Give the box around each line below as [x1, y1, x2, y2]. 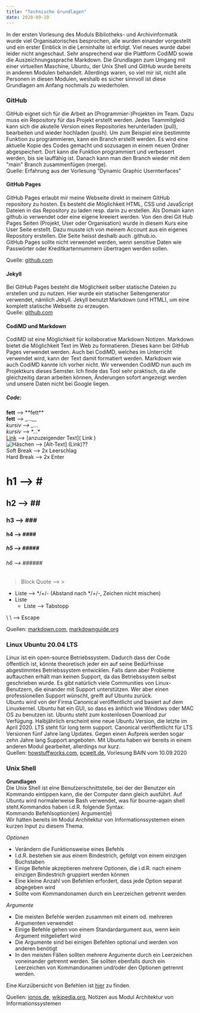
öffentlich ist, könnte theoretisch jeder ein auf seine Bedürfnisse [6, 660, 164, 668]
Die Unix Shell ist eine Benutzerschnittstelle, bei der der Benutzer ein [6, 784, 176, 791]
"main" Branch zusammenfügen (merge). [6, 161, 107, 168]
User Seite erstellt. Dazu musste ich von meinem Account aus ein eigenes [6, 226, 188, 233]
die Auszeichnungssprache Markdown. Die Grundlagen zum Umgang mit [6, 56, 186, 63]
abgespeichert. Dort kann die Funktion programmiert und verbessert [6, 148, 175, 155]
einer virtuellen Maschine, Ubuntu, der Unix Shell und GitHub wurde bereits [6, 62, 192, 69]
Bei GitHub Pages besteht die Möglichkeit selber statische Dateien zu [6, 283, 177, 290]
